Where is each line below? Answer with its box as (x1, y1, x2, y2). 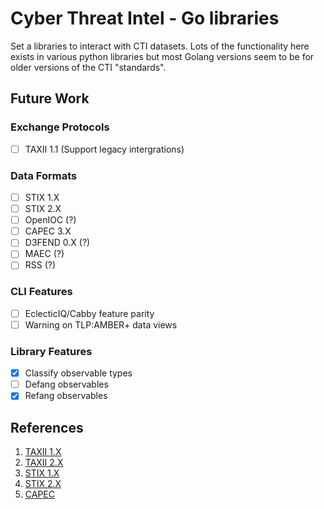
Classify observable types (24, 367, 133, 379)
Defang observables (24, 378, 109, 391)
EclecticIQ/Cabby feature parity (24, 307, 155, 319)
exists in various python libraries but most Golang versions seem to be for (10, 50, 315, 62)
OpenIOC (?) (24, 214, 77, 226)
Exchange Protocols (10, 120, 110, 134)
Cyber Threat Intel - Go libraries (10, 7, 280, 30)
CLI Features (10, 285, 73, 299)
